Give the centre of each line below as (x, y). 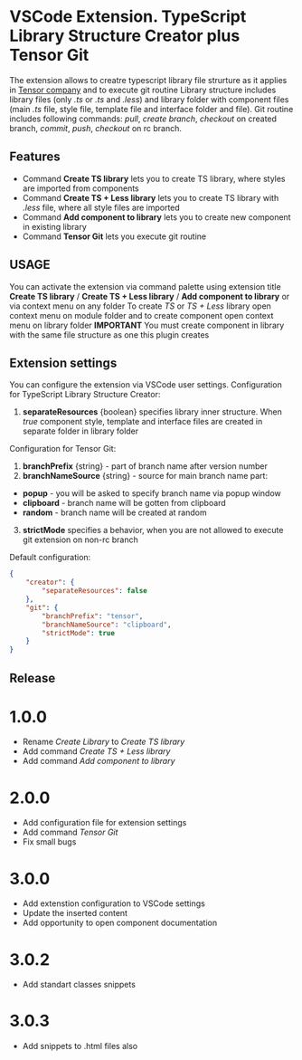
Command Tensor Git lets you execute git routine (114, 236)
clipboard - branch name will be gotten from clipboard (124, 503)
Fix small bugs (49, 842)
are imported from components (80, 188)
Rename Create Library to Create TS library (104, 742)
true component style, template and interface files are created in (142, 422)
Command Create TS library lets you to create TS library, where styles (154, 178)
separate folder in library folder (80, 431)
